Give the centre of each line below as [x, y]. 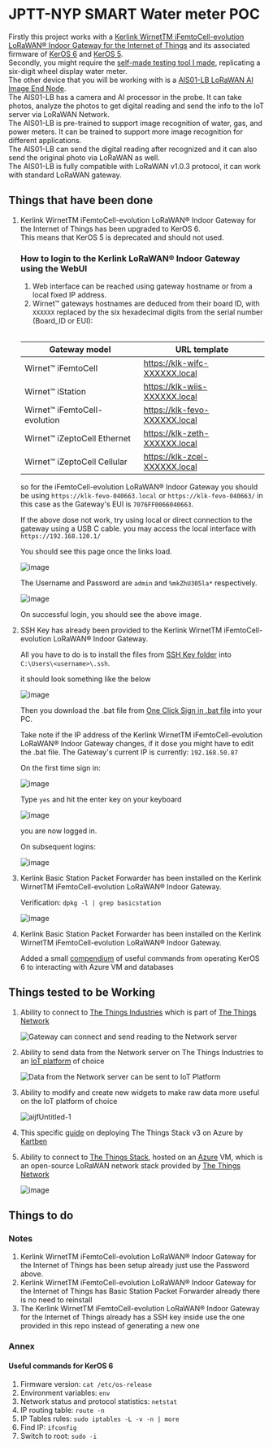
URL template [202, 350]
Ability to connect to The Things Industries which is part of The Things [139, 1012]
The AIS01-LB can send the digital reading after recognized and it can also [133, 149]
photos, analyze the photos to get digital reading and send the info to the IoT [136, 106]
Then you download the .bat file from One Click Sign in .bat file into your [141, 710]
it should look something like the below [85, 679]
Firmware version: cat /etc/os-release [86, 1384]
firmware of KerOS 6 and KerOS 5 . [66, 54]
